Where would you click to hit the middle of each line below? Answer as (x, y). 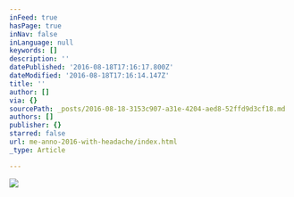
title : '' (28, 84)
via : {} (24, 100)
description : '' (39, 59)
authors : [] (31, 117)
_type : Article (38, 150)
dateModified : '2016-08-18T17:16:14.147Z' (89, 76)
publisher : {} (36, 126)
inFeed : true (34, 17)
